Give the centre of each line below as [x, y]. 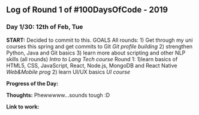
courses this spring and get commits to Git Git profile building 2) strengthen [99, 46]
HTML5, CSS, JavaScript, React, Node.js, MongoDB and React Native [92, 65]
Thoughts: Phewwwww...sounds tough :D [58, 95]
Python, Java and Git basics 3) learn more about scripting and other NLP [96, 53]
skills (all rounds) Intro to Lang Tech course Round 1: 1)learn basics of [92, 59]
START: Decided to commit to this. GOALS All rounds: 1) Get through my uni [99, 40]
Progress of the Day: [32, 83]
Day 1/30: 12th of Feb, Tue [45, 27]
